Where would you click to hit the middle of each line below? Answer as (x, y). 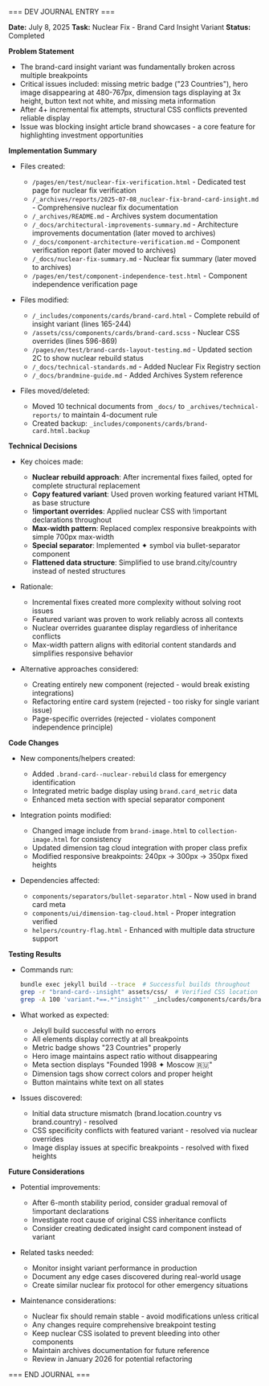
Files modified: (45, 300)
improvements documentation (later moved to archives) (124, 233)
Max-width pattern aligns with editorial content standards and (134, 645)
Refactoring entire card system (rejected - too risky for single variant (145, 701)
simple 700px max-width (73, 537)
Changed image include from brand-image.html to (114, 830)
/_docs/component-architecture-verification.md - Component (136, 241)
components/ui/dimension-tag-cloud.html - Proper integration (134, 913)
